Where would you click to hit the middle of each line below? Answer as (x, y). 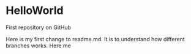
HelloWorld (35, 11)
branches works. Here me (39, 46)
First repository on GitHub (39, 27)
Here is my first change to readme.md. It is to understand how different (95, 39)
